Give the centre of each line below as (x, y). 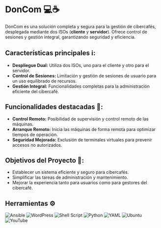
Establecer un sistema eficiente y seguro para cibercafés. (70, 172)
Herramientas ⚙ (30, 203)
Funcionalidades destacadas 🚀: (54, 107)
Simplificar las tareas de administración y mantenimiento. (70, 177)
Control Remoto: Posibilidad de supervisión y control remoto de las (80, 119)
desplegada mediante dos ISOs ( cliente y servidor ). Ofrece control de (76, 32)
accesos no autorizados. (37, 145)
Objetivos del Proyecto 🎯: (45, 160)
